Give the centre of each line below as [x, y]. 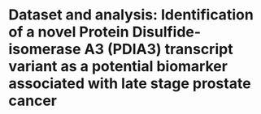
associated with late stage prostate [130, 84]
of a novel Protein [69, 32]
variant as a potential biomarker [118, 67]
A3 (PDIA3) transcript [159, 49]
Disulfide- [167, 32]
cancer [33, 101]
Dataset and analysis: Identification [131, 15]
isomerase [45, 49]
